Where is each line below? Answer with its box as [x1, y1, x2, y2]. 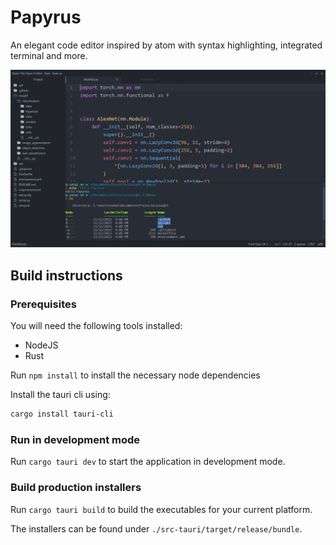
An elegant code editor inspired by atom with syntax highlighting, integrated [10, 39, 323, 51]
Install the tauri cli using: [10, 389, 111, 401]
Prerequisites [10, 297, 77, 311]
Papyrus [10, 6, 82, 29]
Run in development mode [10, 432, 141, 446]
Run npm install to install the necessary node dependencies [10, 369, 261, 381]
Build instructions [10, 267, 123, 284]
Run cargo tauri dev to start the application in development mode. [10, 456, 286, 468]
